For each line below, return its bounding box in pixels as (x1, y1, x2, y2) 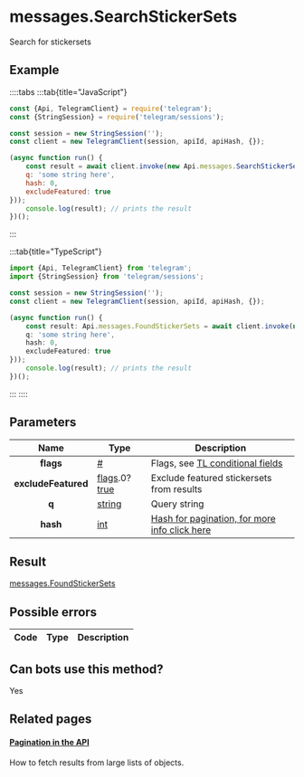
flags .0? (96, 471, 131, 484)
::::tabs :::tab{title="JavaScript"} (9, 86, 128, 97)
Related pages (9, 712, 92, 727)
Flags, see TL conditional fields (150, 457, 283, 469)
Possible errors (9, 604, 98, 620)
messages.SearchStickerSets (9, 6, 238, 27)
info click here (150, 523, 211, 535)
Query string (150, 497, 204, 510)
